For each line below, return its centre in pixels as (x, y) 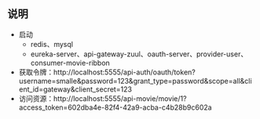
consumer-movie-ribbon (70, 63)
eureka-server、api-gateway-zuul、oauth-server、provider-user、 (139, 54)
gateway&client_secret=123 (88, 89)
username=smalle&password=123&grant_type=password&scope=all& (132, 81)
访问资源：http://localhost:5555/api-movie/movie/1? (103, 98)
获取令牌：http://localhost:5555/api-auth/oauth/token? (107, 72)
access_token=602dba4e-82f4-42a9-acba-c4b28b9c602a (115, 107)
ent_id (29, 89)
